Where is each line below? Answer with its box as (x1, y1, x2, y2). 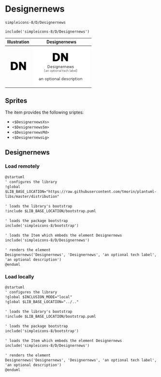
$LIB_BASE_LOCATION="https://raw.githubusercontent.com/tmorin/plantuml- (5, 189, 157, 194)
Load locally (5, 273, 34, 280)
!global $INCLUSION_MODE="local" (5, 294, 73, 299)
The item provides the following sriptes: (5, 109, 84, 115)
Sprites (5, 96, 28, 105)
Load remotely (5, 163, 40, 170)
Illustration (7, 39, 30, 45)
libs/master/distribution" (5, 194, 59, 199)
